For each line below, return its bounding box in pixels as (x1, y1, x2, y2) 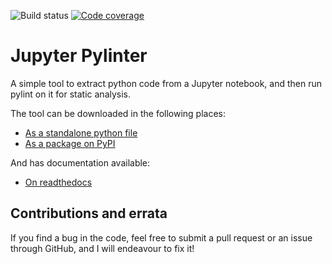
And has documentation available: (10, 156, 151, 169)
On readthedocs (24, 176, 93, 188)
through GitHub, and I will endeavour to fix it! (10, 242, 195, 254)
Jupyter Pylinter (10, 45, 148, 67)
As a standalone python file (24, 126, 138, 139)
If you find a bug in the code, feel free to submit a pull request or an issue (10, 231, 313, 244)
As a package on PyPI (24, 137, 116, 149)
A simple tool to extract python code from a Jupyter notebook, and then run (10, 77, 322, 89)
